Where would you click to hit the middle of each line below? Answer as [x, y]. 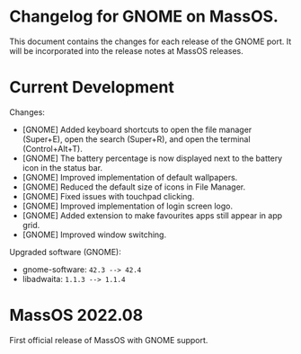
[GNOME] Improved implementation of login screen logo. [128, 206]
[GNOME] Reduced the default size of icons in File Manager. [133, 187]
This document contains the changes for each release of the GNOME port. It [150, 41]
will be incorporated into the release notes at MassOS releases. [127, 50]
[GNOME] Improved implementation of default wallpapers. [130, 177]
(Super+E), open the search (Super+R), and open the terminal [136, 139]
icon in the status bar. [62, 167]
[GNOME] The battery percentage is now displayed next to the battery [152, 158]
